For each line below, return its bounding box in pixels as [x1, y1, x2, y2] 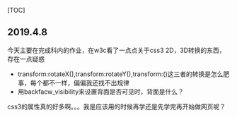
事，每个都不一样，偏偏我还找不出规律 [17, 78, 129, 87]
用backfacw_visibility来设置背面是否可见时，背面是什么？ [17, 87, 184, 96]
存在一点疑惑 [7, 54, 45, 63]
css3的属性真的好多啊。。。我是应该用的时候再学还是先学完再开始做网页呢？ [7, 102, 226, 111]
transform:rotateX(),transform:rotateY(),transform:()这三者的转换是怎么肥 [17, 70, 230, 78]
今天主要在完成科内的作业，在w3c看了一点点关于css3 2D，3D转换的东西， [7, 46, 226, 54]
